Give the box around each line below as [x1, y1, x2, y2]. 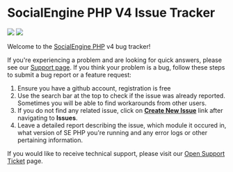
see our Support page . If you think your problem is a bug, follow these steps [7, 63, 225, 71]
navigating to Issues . [17, 114, 78, 122]
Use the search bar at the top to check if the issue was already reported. [17, 91, 226, 100]
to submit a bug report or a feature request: [7, 70, 132, 79]
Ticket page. [7, 157, 43, 165]
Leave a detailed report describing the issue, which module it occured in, [17, 120, 227, 130]
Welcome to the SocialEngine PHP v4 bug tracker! [7, 42, 151, 50]
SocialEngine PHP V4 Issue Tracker [7, 5, 216, 21]
